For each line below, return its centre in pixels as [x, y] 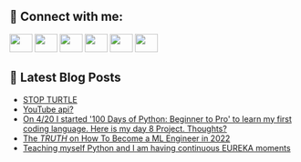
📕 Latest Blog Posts [65, 78]
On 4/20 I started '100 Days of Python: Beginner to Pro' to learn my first [157, 118]
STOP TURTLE [50, 99]
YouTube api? [48, 109]
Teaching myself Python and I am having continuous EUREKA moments [156, 147]
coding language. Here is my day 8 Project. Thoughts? [125, 128]
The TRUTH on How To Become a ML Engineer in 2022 [126, 138]
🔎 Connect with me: [66, 17]
